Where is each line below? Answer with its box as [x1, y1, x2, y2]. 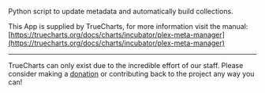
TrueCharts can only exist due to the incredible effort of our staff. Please [8, 61, 244, 70]
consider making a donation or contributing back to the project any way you [8, 70, 255, 78]
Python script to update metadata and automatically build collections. [8, 7, 234, 16]
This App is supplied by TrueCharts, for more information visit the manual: [8, 22, 248, 30]
